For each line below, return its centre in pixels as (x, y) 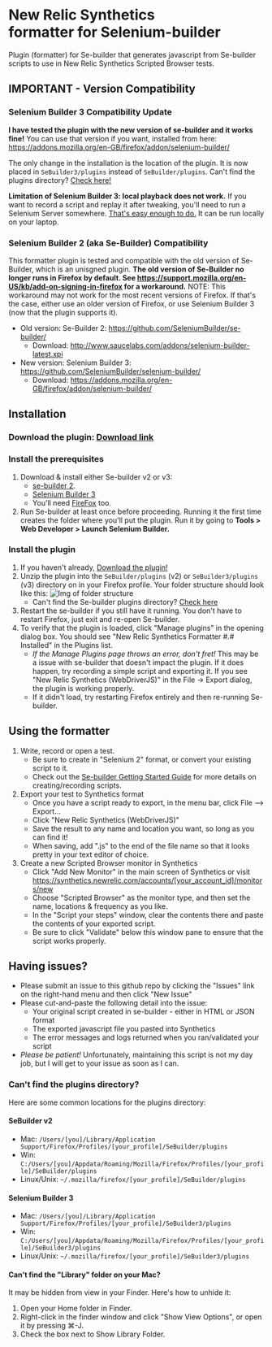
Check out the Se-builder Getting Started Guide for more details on (145, 776)
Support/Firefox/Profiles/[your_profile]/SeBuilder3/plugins (126, 1224)
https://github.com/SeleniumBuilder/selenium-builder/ (110, 371)
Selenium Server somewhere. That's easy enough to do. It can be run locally (136, 213)
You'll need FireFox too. (72, 502)
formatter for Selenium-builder (114, 32)
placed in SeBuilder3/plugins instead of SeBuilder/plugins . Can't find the (132, 172)
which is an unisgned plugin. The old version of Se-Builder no (140, 269)
